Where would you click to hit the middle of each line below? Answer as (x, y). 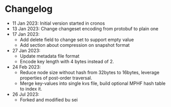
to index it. (31, 88)
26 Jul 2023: (26, 94)
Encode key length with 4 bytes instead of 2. (67, 61)
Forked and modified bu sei (49, 100)
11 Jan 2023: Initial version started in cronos (59, 23)
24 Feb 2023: (27, 67)
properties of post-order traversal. (56, 78)
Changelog (29, 9)
